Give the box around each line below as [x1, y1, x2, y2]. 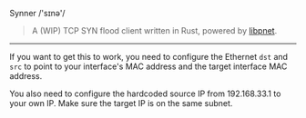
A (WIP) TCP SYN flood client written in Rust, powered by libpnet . [31, 25, 278, 35]
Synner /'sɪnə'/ [9, 8, 66, 18]
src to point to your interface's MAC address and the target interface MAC [9, 61, 288, 72]
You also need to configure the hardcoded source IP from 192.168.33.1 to [9, 88, 281, 99]
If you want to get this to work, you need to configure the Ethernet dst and [9, 52, 289, 62]
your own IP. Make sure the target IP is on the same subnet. [9, 98, 233, 108]
